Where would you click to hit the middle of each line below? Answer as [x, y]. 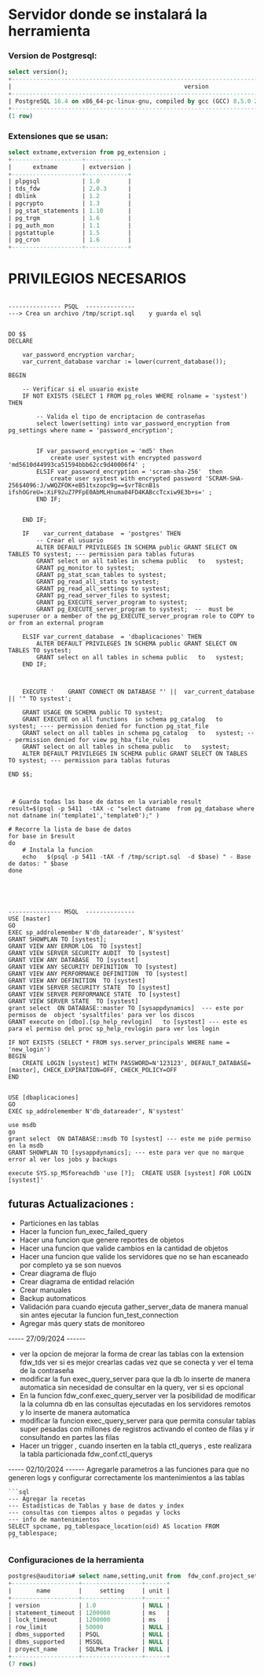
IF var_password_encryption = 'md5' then [105, 451]
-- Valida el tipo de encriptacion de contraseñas [121, 417]
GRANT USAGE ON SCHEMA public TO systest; [93, 713]
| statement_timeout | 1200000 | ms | [89, 1613]
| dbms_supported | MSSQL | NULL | [89, 1642]
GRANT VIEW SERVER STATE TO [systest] [73, 1001]
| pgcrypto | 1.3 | [70, 204]
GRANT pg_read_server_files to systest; [103, 596]
